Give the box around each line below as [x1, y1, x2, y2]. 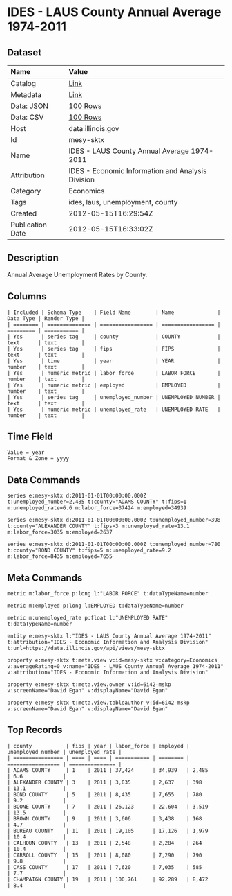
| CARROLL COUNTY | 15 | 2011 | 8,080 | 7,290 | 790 [7, 852, 202, 859]
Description [7, 252, 59, 264]
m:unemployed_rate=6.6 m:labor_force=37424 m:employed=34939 [7, 504, 187, 511]
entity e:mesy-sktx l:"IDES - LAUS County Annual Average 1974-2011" [7, 633, 212, 640]
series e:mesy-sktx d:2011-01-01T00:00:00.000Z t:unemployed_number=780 [7, 541, 221, 548]
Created [10, 209, 37, 218]
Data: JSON [10, 101, 49, 111]
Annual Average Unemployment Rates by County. [7, 270, 148, 279]
